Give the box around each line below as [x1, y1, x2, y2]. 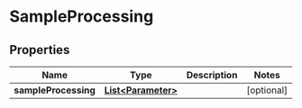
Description [186, 69, 238, 81]
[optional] [246, 84, 288, 96]
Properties [9, 42, 70, 58]
